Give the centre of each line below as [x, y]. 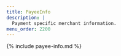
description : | [26, 18]
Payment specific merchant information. [64, 23]
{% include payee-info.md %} [44, 46]
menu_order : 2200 [29, 29]
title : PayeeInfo [29, 12]
